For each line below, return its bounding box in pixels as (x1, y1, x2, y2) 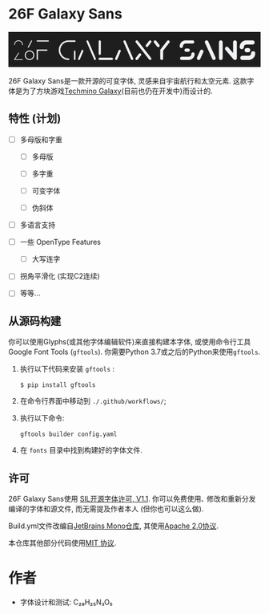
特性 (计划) (8, 112, 62, 125)
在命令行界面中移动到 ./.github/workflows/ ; (19, 396, 167, 406)
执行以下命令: (19, 413, 65, 423)
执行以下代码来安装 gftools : (19, 364, 114, 374)
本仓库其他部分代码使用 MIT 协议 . (8, 539, 117, 547)
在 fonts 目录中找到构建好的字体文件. (19, 445, 143, 455)
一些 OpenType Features (19, 238, 102, 247)
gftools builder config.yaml (19, 430, 118, 438)
